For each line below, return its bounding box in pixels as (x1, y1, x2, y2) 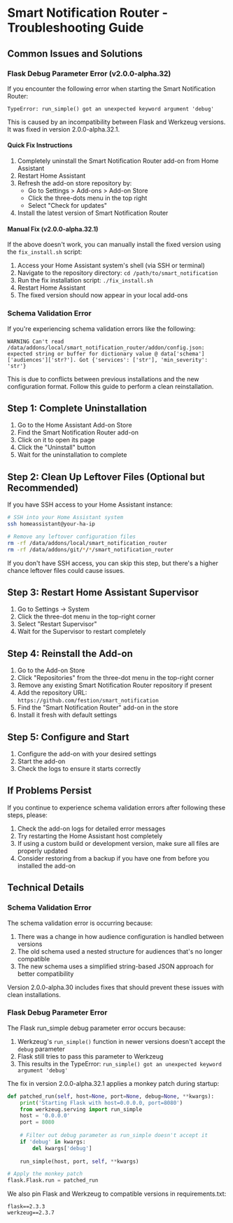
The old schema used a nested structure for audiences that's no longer (17, 947, 223, 956)
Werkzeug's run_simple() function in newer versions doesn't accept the (17, 1037, 226, 1045)
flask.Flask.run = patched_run (7, 1177, 99, 1184)
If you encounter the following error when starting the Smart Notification (7, 84, 216, 92)
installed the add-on (17, 861, 76, 870)
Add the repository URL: (17, 688, 87, 697)
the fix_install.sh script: (7, 248, 83, 256)
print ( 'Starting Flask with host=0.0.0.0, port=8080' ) (20, 1099, 183, 1106)
